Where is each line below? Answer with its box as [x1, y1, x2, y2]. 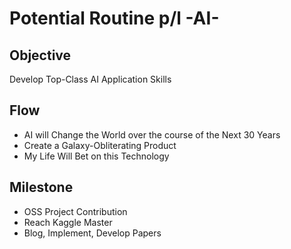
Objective [9, 47, 72, 64]
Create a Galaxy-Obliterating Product [23, 139, 177, 151]
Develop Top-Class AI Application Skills [9, 73, 172, 85]
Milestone [9, 179, 74, 196]
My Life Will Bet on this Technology [23, 150, 170, 162]
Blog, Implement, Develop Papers [23, 227, 162, 239]
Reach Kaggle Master [23, 216, 113, 228]
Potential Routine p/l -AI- [9, 7, 220, 30]
